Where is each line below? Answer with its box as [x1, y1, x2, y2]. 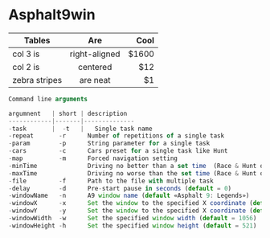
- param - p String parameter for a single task [8, 139, 211, 148]
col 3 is [12, 48, 40, 59]
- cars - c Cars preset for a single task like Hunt [8, 147, 228, 155]
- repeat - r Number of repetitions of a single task [8, 132, 225, 140]
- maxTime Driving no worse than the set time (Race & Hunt [8, 169, 257, 178]
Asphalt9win [8, 6, 96, 24]
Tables [23, 35, 51, 46]
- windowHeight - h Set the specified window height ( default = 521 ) [8, 221, 257, 230]
